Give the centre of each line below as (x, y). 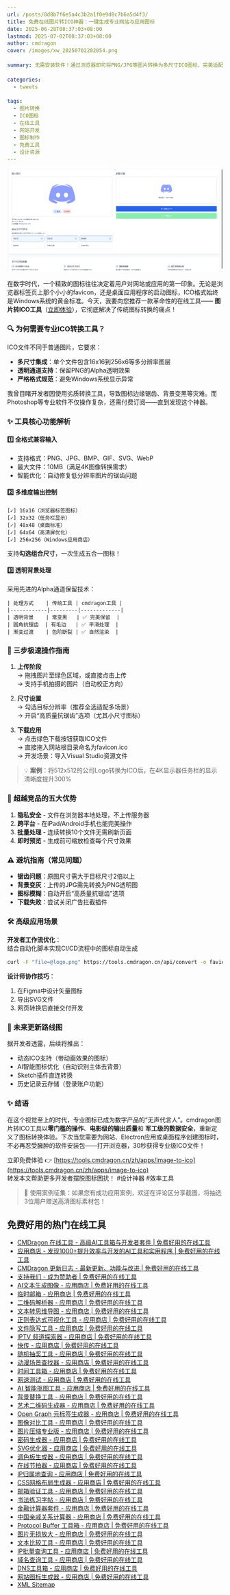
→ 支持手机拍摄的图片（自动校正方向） (72, 684)
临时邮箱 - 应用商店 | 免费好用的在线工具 (74, 1294)
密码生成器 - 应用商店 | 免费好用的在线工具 (77, 1440)
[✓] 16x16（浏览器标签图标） (44, 510)
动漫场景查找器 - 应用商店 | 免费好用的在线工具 (83, 1362)
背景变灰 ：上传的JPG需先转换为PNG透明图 (77, 884)
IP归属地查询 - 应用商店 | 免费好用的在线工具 (79, 1474)
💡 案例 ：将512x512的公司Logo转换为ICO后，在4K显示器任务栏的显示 (120, 770)
